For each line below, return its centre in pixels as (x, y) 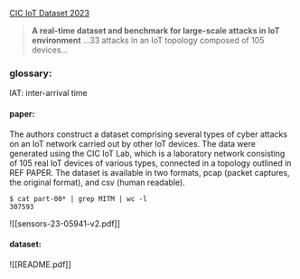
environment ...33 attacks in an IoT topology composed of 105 (148, 40)
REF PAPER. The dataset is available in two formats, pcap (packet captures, (150, 172)
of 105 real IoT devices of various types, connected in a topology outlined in (150, 163)
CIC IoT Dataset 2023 (50, 13)
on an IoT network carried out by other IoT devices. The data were (132, 143)
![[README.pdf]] (41, 264)
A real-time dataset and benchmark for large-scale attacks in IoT (155, 30)
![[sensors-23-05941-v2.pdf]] (65, 223)
